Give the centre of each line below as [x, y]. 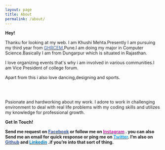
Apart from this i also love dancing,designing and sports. [63, 78]
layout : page [19, 10]
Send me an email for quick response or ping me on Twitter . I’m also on [79, 137]
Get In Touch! [19, 122]
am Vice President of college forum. [42, 68]
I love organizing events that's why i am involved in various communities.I [80, 63]
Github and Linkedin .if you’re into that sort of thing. [60, 142]
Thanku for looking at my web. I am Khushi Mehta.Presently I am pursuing [80, 43]
